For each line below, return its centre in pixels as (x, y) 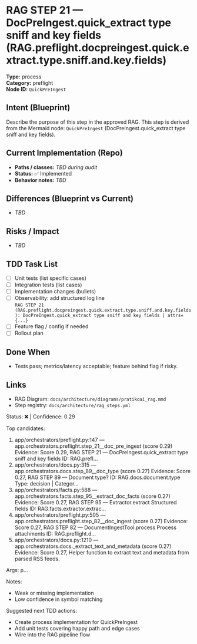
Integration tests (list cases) (48, 285)
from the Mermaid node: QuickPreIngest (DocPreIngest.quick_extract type (96, 128)
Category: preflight (30, 82)
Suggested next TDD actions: (42, 611)
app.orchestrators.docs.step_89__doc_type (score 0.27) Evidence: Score (103, 471)
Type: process (24, 77)
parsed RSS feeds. (37, 559)
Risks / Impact (33, 231)
